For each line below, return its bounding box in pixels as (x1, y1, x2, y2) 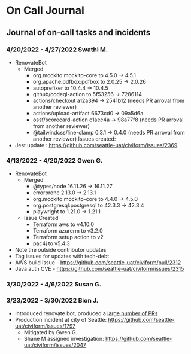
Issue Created (23, 215, 59, 222)
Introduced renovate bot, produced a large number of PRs (14, 310, 158, 317)
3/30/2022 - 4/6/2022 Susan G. (6, 280, 102, 289)
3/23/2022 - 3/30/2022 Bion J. (6, 297, 99, 305)
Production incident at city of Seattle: (14, 316, 107, 324)
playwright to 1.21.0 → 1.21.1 (32, 208, 101, 215)
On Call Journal (6, 4, 85, 17)
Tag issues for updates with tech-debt (14, 252, 110, 260)
